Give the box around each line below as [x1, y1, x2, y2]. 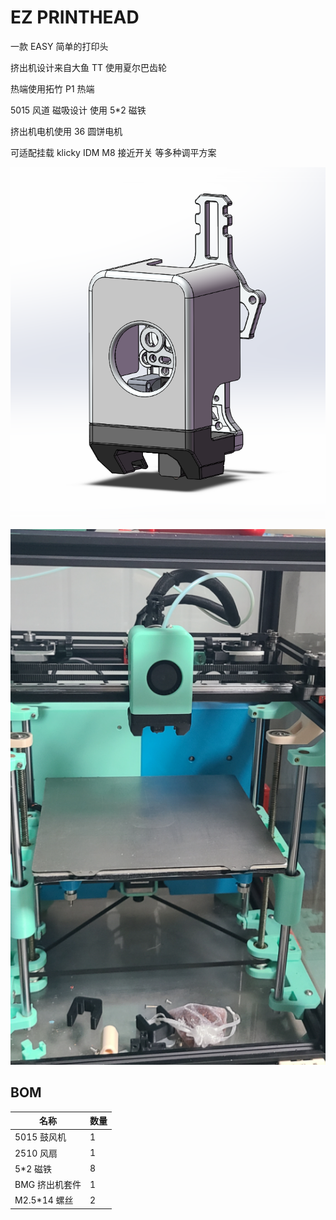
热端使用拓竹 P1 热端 [10, 82, 95, 95]
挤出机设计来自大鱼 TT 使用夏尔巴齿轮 [10, 61, 167, 73]
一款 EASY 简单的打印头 [10, 40, 109, 52]
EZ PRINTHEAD [10, 6, 140, 29]
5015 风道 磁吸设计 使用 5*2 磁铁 [10, 104, 147, 116]
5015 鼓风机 [14, 1131, 67, 1143]
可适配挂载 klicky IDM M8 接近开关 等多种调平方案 [10, 146, 217, 158]
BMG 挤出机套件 [14, 1179, 82, 1191]
